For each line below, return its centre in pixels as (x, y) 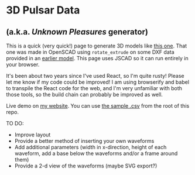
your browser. (23, 64)
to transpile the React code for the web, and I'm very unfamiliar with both (94, 88)
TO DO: (15, 123)
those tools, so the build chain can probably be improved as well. (84, 95)
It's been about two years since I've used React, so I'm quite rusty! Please (95, 76)
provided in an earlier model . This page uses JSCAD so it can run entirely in (97, 58)
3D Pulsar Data (43, 10)
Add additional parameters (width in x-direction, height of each (90, 147)
